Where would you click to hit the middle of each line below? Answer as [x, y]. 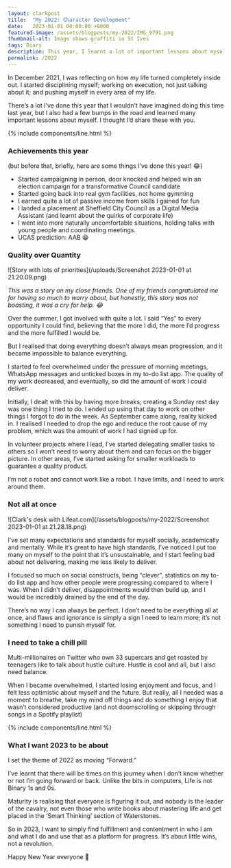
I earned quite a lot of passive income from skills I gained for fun [109, 201]
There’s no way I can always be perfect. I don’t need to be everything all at [113, 610]
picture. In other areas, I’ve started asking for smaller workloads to [102, 459]
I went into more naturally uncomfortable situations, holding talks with [116, 223]
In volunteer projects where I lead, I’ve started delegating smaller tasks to [111, 444]
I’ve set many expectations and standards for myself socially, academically [113, 540]
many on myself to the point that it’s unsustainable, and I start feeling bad [111, 554]
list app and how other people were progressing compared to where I [114, 582]
